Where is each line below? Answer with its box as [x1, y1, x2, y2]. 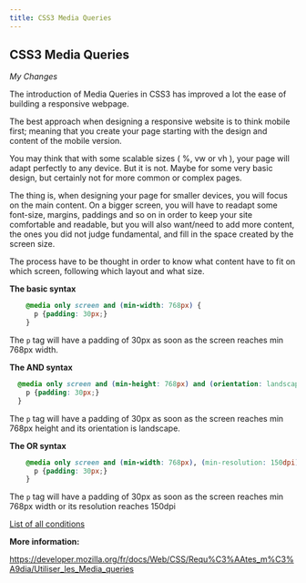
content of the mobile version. [9, 136, 123, 147]
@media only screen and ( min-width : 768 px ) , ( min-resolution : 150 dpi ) [25, 457, 300, 467]
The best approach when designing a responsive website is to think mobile [9, 116, 291, 128]
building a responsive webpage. [9, 98, 129, 109]
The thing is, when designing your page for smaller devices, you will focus [9, 190, 289, 201]
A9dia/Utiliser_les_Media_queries [9, 564, 135, 575]
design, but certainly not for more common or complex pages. [9, 172, 243, 183]
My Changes [9, 71, 57, 82]
